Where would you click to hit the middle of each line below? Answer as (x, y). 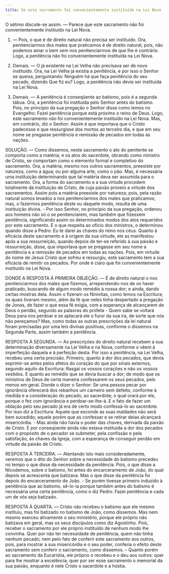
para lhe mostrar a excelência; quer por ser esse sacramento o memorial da (84, 560)
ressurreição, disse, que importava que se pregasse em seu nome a (76, 247)
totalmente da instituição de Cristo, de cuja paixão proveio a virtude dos (80, 187)
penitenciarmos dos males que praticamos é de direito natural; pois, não (88, 45)
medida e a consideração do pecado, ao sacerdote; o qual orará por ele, (80, 395)
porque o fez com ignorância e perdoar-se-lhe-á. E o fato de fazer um (78, 401)
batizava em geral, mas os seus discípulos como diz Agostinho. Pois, (77, 523)
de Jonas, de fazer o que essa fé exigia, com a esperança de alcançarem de (84, 305)
